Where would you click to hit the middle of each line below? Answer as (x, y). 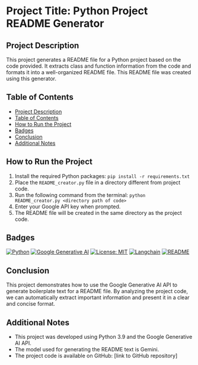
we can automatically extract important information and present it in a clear (98, 297)
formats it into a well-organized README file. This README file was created (99, 72)
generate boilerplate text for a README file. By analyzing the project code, (97, 291)
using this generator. (31, 79)
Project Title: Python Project (77, 11)
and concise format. (31, 304)
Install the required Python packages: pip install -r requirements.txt (102, 176)
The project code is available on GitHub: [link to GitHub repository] (96, 356)
